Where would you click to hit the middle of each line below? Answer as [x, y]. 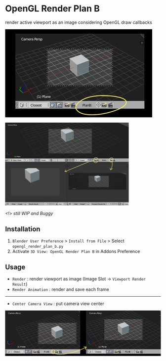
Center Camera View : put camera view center [58, 303]
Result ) [20, 284]
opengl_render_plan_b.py [38, 247]
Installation [23, 229]
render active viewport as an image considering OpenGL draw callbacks [79, 22]
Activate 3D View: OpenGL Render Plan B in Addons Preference [76, 251]
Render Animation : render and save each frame [61, 289]
